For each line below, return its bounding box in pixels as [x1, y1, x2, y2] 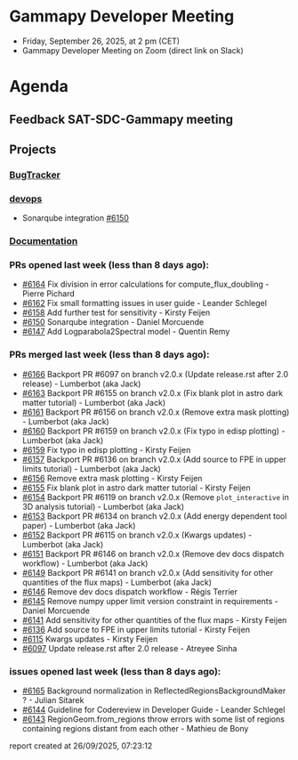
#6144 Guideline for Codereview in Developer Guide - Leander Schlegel [21, 704, 286, 715]
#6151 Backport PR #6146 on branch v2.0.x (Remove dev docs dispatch [21, 548, 285, 559]
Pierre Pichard [21, 288, 75, 299]
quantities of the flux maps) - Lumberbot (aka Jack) [21, 577, 212, 587]
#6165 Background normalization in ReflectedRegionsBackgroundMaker [21, 685, 286, 696]
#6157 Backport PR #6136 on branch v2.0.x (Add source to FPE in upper [21, 454, 287, 465]
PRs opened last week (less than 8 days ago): [9, 258, 209, 271]
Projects [9, 141, 57, 157]
